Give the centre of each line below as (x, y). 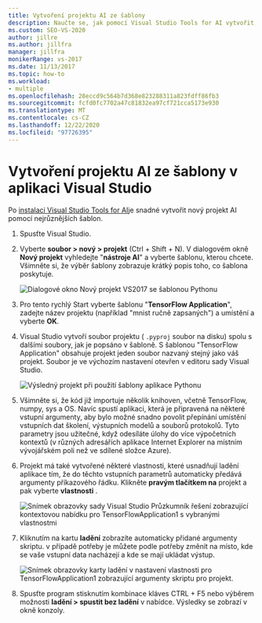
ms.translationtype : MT (47, 111)
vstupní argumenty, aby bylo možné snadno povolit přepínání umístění (133, 417)
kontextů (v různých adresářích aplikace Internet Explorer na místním (131, 442)
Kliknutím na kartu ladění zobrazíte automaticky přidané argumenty (128, 538)
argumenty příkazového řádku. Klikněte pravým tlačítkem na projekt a (133, 482)
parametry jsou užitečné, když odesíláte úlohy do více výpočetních (128, 433)
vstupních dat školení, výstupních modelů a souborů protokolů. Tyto (129, 425)
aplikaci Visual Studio (80, 188)
